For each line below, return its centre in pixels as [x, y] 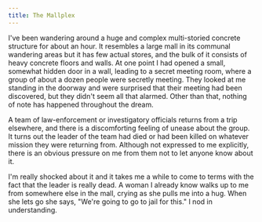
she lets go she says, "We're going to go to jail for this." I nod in [111, 202]
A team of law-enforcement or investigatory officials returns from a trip [123, 119]
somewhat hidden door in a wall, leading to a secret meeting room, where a [130, 71]
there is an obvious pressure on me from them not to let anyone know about [131, 153]
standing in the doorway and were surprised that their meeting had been [125, 88]
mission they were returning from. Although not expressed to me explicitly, [129, 144]
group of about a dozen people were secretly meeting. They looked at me [127, 79]
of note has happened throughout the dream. [81, 104]
